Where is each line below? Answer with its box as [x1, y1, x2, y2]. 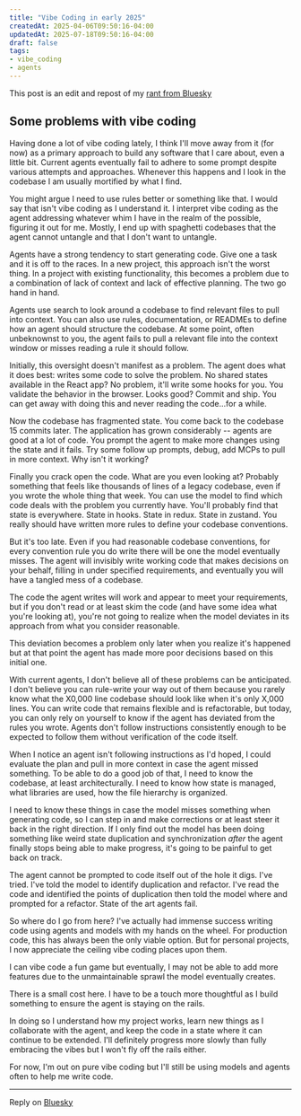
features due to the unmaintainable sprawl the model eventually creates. [9, 971, 276, 981]
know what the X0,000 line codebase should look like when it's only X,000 [9, 693, 285, 704]
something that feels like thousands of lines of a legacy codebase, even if [9, 480, 281, 491]
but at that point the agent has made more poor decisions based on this [9, 647, 273, 658]
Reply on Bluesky [9, 1096, 73, 1107]
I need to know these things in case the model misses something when [9, 804, 271, 815]
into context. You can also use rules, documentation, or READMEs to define [9, 313, 288, 324]
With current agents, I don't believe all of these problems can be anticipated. [9, 674, 292, 685]
